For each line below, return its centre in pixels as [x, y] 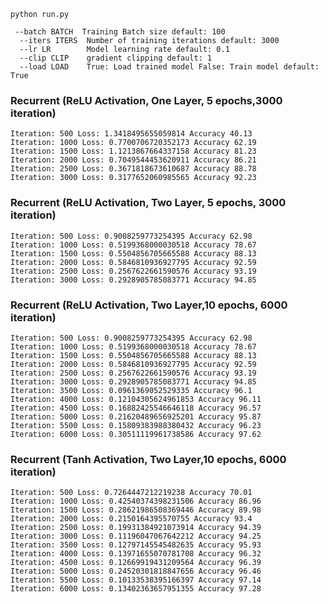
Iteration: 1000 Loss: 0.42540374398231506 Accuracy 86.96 [136, 501]
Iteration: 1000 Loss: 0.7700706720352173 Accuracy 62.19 [133, 143]
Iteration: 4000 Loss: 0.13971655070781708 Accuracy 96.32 [136, 554]
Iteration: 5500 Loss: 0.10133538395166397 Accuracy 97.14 [136, 580]
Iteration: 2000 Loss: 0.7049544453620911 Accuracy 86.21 [133, 160]
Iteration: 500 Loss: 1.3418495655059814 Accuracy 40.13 [131, 134]
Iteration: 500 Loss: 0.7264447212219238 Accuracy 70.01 [131, 493]
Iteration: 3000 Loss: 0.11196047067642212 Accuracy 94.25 [136, 536]
